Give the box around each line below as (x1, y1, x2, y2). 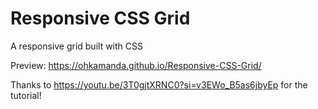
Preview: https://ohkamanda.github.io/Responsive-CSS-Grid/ (10, 59, 262, 71)
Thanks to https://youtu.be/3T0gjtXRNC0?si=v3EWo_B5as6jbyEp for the (10, 78, 308, 91)
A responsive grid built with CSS (10, 40, 143, 52)
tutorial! (10, 89, 42, 101)
